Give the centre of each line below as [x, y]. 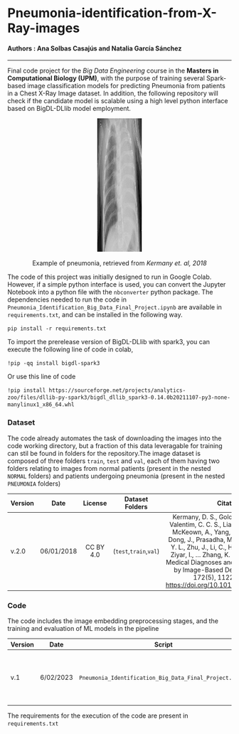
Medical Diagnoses [194, 563]
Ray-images [44, 28]
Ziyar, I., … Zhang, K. [200, 555]
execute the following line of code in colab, [70, 349]
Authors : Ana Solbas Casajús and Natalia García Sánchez [95, 48]
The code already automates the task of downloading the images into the [115, 438]
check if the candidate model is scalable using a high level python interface [118, 101]
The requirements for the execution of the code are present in [98, 716]
